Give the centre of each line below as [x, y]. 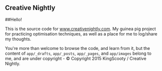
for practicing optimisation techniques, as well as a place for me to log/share [81, 34]
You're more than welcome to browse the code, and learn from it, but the [78, 48]
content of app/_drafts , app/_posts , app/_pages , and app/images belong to [78, 53]
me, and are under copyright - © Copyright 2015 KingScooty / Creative [76, 58]
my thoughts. [18, 39]
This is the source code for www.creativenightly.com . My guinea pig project [81, 29]
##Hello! [14, 19]
